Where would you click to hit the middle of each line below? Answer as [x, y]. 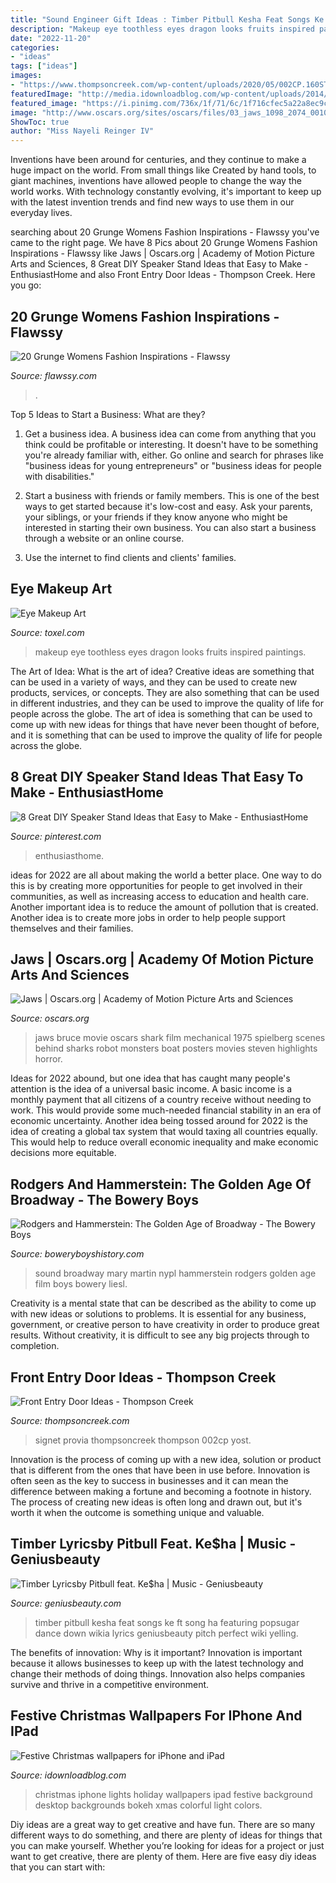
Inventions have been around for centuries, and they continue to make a [158, 160]
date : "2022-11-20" [51, 38]
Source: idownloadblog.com [68, 1775]
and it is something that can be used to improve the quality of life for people [166, 735]
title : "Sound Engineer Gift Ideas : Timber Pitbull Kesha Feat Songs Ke [167, 19]
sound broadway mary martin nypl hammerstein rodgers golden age [175, 1273]
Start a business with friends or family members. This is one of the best [172, 495]
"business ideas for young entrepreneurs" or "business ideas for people [173, 465]
